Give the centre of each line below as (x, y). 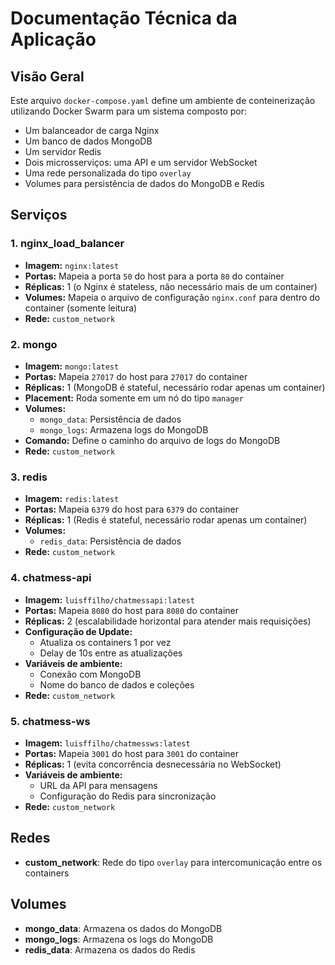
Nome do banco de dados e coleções (117, 684)
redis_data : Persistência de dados (110, 541)
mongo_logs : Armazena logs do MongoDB (124, 429)
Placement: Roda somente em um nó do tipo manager (134, 398)
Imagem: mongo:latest (72, 366)
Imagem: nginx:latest (72, 265)
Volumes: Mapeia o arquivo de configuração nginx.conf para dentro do (172, 297)
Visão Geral (47, 76)
